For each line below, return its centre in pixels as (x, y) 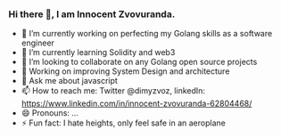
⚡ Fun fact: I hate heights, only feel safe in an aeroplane (124, 123)
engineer (38, 43)
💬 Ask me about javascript (69, 81)
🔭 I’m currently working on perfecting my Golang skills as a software (147, 34)
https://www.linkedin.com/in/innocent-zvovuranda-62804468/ (136, 104)
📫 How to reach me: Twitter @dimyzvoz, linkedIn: (113, 91)
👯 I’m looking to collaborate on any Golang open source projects (139, 62)
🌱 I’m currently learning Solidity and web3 (98, 52)
